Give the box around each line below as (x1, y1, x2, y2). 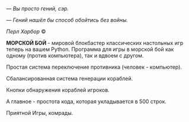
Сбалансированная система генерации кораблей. (6, 75, 133, 82)
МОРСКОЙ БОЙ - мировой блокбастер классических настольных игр (6, 40, 184, 46)
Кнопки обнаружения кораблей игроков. (6, 86, 110, 94)
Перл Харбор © (6, 28, 46, 35)
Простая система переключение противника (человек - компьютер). (6, 63, 182, 70)
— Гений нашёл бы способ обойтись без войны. (6, 17, 129, 23)
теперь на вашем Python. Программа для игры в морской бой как (6, 46, 174, 53)
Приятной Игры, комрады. (6, 110, 73, 116)
